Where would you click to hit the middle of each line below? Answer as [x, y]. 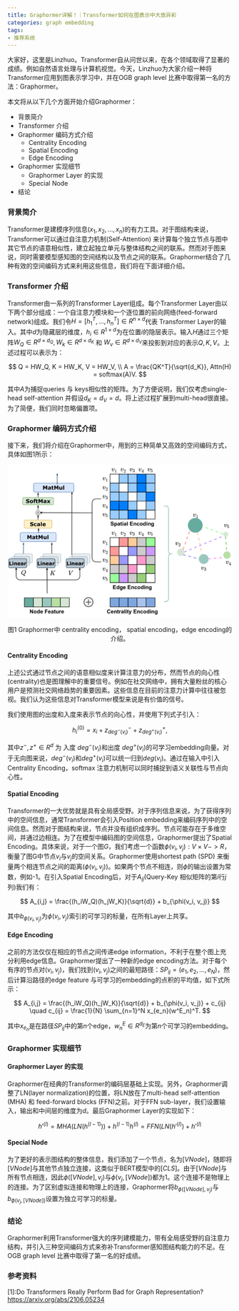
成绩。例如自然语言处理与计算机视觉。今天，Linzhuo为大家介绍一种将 [110, 69]
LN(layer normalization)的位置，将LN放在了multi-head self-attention [120, 1092]
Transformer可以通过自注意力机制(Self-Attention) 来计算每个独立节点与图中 [118, 239]
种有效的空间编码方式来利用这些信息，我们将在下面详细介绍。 [98, 266]
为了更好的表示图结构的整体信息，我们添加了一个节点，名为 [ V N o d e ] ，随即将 [120, 1159]
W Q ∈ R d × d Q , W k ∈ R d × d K [54, 342]
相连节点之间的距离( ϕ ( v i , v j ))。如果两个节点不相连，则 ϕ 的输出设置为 [126, 868]
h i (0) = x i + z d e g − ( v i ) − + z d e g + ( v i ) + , [120, 730]
